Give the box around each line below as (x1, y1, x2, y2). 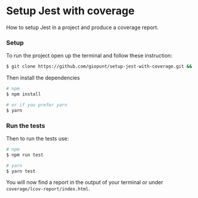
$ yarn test (6, 168, 36, 174)
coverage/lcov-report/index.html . (6, 185, 90, 192)
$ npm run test (6, 152, 44, 158)
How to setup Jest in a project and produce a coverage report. (6, 24, 159, 31)
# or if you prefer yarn (6, 102, 68, 108)
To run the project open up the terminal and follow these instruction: (6, 52, 173, 59)
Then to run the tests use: (6, 135, 69, 142)
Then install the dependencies (6, 74, 80, 81)
